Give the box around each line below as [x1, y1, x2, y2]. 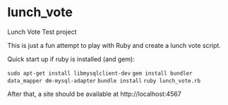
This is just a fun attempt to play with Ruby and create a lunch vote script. [7, 41, 221, 49]
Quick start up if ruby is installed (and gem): [7, 54, 136, 63]
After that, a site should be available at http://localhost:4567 [7, 89, 181, 98]
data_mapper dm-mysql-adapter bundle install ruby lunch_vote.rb [7, 77, 201, 85]
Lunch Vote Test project [7, 27, 77, 36]
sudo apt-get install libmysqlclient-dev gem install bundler [7, 70, 193, 77]
